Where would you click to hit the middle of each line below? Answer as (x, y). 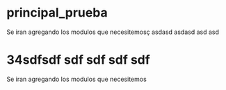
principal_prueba (57, 13)
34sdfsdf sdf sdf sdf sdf (78, 60)
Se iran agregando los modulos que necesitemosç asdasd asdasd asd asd (113, 32)
